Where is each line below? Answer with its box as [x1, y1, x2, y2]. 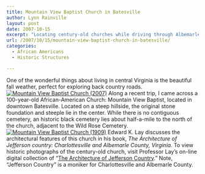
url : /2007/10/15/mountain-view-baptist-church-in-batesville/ [6, 37, 171, 43]
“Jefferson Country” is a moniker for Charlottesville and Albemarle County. [6, 161, 193, 168]
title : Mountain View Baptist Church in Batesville [6, 9, 140, 15]
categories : [6, 43, 37, 49]
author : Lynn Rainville [6, 15, 67, 21]
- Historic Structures [12, 54, 70, 60]
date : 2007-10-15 [6, 26, 51, 32]
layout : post [6, 20, 40, 26]
